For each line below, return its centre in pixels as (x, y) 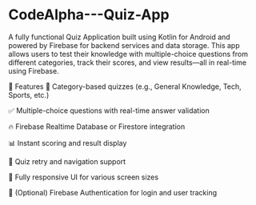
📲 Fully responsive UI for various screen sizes (83, 177)
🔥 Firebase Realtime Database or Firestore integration (97, 127)
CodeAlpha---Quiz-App (89, 15)
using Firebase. (34, 70)
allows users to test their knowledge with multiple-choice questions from (128, 54)
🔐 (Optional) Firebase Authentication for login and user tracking (113, 192)
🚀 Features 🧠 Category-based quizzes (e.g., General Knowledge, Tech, (125, 86)
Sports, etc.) (29, 94)
